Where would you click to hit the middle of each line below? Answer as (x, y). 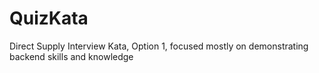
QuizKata (49, 18)
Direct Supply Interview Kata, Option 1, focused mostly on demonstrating (159, 46)
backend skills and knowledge (71, 56)
